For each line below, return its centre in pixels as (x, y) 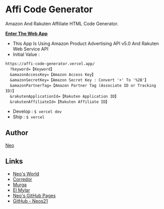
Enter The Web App (26, 33)
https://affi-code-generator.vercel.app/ (50, 64)
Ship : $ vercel (29, 117)
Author (17, 133)
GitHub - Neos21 (30, 201)
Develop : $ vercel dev (37, 111)
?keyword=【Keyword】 (32, 69)
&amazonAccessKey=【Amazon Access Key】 (53, 75)
